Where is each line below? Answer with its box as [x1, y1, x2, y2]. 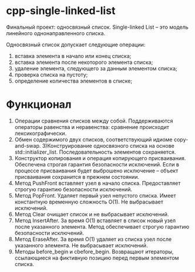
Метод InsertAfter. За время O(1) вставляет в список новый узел [14, 217, 176, 224]
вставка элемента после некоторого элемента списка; [14, 59, 153, 66]
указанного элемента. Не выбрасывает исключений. [14, 242, 148, 249]
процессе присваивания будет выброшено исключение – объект [14, 167, 179, 174]
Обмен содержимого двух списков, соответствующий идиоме [14, 136, 173, 143]
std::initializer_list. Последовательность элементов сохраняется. [14, 148, 176, 155]
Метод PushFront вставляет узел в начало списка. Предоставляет [14, 179, 181, 186]
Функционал [6, 98, 72, 111]
